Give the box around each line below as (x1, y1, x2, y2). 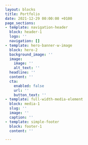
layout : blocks (5, 7, 36, 12)
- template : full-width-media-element (5, 97, 83, 102)
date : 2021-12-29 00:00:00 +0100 (5, 16, 73, 21)
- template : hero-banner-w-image (5, 43, 73, 48)
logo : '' (9, 34, 27, 39)
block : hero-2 (9, 47, 38, 52)
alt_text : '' (14, 66, 40, 71)
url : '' (14, 88, 29, 93)
